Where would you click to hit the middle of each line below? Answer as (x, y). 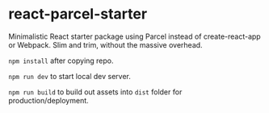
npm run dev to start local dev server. (69, 76)
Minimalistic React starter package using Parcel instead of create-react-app (134, 36)
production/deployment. (48, 100)
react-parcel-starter (78, 14)
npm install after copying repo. (61, 61)
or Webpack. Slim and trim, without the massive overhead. (106, 44)
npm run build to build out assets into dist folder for (95, 92)
